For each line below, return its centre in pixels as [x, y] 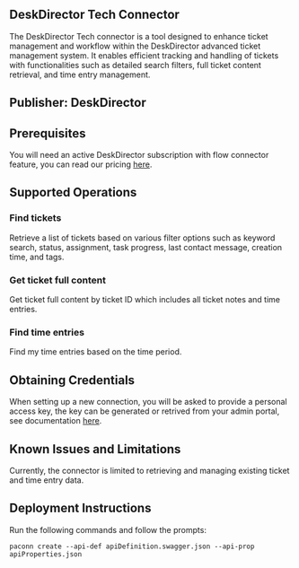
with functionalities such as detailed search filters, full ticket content [136, 65]
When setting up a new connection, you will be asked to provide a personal [148, 402]
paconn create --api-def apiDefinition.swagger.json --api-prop [132, 546]
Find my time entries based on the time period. [96, 352]
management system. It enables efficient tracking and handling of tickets [144, 55]
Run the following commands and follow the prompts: [108, 529]
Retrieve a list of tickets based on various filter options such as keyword [142, 238]
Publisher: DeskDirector [78, 103]
